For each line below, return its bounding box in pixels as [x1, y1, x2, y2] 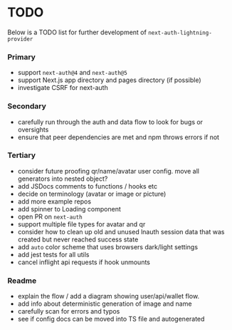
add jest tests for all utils [17, 250, 90, 259]
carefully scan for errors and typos [17, 307, 120, 316]
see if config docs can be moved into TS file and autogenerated [17, 315, 205, 324]
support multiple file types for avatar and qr [17, 219, 146, 229]
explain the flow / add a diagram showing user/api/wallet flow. [17, 292, 200, 301]
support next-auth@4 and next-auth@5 [17, 69, 128, 77]
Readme [7, 276, 37, 286]
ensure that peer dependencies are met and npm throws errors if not [17, 133, 219, 141]
